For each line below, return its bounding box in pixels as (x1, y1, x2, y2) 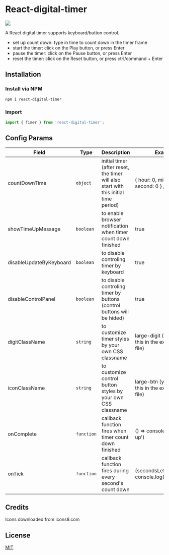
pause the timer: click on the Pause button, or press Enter (12, 50, 132, 56)
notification (101, 222, 128, 229)
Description (101, 149, 130, 156)
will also (101, 176, 121, 183)
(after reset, (101, 163, 130, 171)
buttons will (101, 308, 129, 315)
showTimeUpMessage (8, 226, 61, 233)
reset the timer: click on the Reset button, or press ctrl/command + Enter (12, 55, 163, 62)
